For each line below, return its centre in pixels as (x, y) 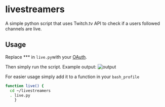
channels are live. (24, 28)
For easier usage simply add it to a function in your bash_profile (72, 77)
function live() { (25, 86)
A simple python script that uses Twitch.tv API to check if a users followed (83, 23)
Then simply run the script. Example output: (51, 66)
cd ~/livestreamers (30, 91)
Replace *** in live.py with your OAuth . (46, 57)
